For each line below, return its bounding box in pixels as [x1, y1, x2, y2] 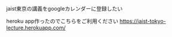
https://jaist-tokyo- [119, 18, 166, 25]
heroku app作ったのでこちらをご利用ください [6, 18, 119, 25]
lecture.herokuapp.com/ [6, 24, 66, 31]
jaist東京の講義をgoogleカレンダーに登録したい [6, 5, 123, 12]
